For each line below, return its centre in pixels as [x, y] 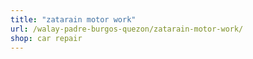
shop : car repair [46, 38]
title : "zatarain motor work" [73, 19]
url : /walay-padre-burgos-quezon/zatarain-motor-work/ [127, 29]
